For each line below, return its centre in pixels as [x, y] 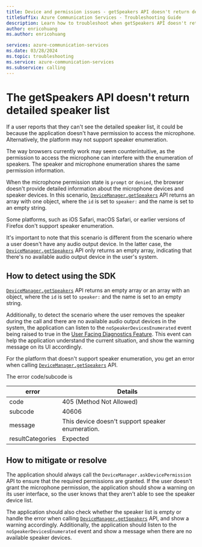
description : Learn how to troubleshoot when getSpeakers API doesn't [96, 23]
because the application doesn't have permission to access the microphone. [101, 133]
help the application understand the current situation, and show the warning [100, 341]
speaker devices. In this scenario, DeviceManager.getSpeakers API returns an [100, 195]
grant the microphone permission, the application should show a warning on [101, 488]
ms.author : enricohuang [36, 34]
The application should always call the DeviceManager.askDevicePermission [99, 475]
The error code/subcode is [39, 377]
